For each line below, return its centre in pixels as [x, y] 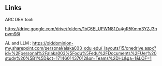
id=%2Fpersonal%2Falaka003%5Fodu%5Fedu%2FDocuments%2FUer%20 [81, 53]
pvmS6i [13, 33]
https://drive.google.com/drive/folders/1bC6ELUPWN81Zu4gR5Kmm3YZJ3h [81, 29]
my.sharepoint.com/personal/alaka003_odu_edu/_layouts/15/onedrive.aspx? [81, 48]
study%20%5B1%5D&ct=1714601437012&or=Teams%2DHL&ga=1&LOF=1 [78, 58]
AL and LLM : [18, 43]
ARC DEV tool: [19, 19]
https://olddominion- [53, 43]
